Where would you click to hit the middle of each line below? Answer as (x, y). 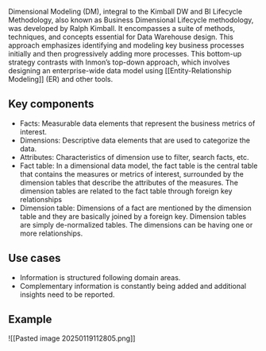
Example (30, 320)
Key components (51, 104)
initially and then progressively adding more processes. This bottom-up (125, 54)
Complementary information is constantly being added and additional (133, 286)
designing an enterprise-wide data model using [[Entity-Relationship (120, 70)
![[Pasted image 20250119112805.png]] (72, 338)
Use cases (35, 258)
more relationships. (51, 233)
